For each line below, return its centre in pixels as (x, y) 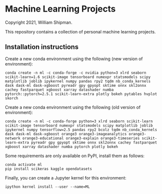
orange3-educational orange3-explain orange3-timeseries (81, 138)
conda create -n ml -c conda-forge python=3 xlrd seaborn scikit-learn (79, 121)
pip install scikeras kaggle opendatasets (49, 169)
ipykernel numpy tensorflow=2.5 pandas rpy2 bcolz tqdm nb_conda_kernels (81, 129)
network (13, 138)
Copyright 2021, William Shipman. (39, 22)
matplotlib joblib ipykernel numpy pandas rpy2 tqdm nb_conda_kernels (78, 81)
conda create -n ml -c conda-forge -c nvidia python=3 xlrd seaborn (76, 73)
